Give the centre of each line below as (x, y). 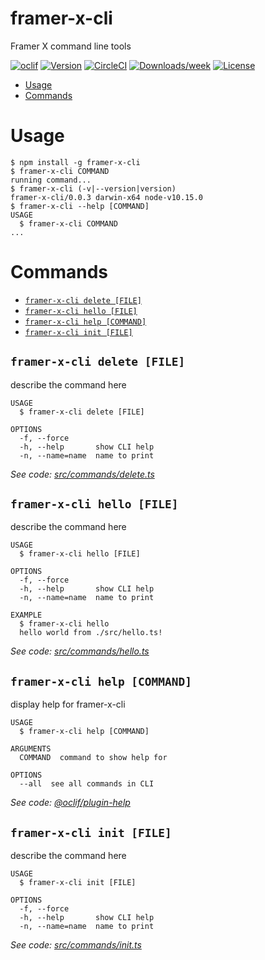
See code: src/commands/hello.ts (80, 651)
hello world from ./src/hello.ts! (91, 633)
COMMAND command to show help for (93, 758)
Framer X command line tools (71, 46)
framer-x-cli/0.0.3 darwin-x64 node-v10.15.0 (106, 197)
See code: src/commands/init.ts (76, 945)
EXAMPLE (26, 615)
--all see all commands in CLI (87, 784)
